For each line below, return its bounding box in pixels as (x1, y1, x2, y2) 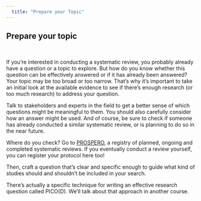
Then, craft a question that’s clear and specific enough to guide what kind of (6, 163, 195, 171)
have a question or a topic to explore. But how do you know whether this (6, 65, 185, 72)
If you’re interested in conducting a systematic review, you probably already (6, 58, 194, 66)
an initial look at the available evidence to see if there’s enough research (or (6, 84, 193, 91)
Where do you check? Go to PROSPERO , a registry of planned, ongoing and (6, 139, 193, 146)
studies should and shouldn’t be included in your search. (6, 170, 146, 177)
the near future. (6, 127, 45, 135)
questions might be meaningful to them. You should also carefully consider (6, 109, 191, 116)
